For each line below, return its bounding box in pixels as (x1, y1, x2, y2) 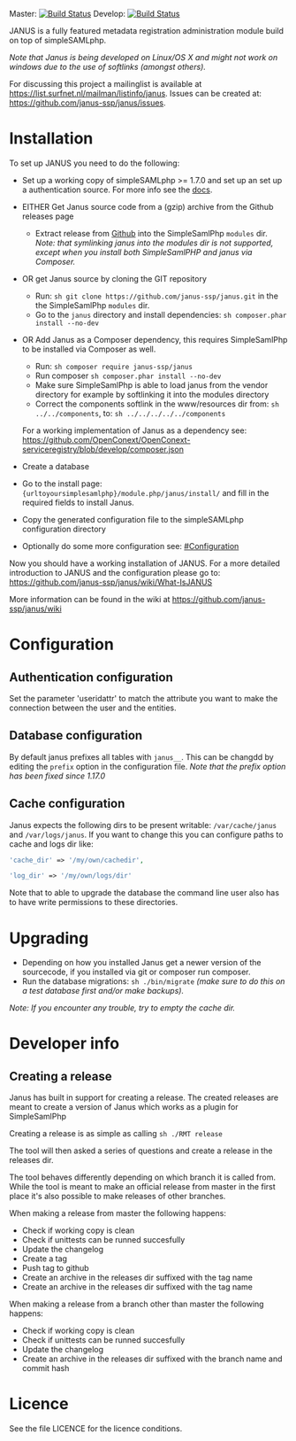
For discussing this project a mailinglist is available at (9, 79, 202, 89)
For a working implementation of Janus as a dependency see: (21, 425, 247, 436)
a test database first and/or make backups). (21, 986, 184, 996)
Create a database (21, 461, 90, 471)
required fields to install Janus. (21, 497, 134, 507)
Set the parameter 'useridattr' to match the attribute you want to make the (9, 693, 278, 703)
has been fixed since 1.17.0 (9, 771, 106, 781)
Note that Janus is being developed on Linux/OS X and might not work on (9, 52, 278, 62)
